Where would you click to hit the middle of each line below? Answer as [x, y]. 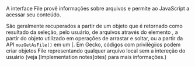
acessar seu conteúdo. [34, 15]
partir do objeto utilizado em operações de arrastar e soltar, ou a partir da [95, 38]
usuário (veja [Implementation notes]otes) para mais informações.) [86, 57]
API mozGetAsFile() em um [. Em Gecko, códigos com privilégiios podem [93, 44]
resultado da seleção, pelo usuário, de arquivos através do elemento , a [92, 32]
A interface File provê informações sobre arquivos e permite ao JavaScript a [98, 8]
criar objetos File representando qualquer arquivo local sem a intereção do [96, 51]
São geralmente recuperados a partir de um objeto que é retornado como [94, 26]
